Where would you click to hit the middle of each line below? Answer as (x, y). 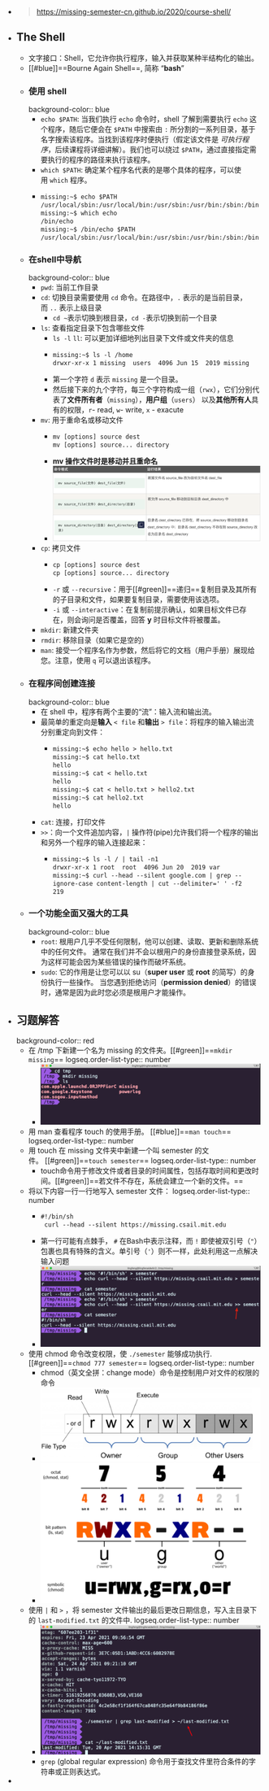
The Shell (41, 37)
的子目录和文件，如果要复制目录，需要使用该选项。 (138, 599)
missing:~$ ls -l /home (93, 355)
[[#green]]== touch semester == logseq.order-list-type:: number (150, 1161)
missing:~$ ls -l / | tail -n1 (105, 859)
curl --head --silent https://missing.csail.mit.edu (135, 1225)
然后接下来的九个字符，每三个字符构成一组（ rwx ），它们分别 (152, 390)
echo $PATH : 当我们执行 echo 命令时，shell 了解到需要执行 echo (144, 119)
